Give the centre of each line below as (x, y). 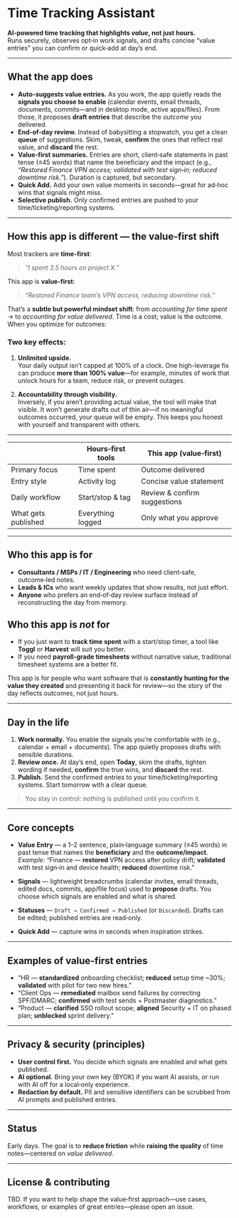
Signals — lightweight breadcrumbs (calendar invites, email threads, (118, 881)
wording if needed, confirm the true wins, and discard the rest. (111, 770)
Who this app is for (50, 555)
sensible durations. (46, 755)
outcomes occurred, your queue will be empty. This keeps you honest (120, 417)
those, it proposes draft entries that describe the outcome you (110, 117)
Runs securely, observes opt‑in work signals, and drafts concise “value (111, 40)
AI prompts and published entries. (67, 1099)
